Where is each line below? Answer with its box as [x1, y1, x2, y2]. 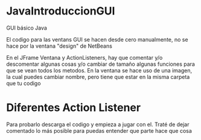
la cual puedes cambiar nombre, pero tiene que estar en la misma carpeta [6, 73, 190, 80]
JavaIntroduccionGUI [6, 4, 115, 18]
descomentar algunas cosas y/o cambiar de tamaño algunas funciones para [6, 60, 195, 68]
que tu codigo [6, 80, 41, 87]
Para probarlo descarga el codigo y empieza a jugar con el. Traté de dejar [6, 121, 190, 128]
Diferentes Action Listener [6, 101, 141, 115]
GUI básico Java [6, 24, 47, 31]
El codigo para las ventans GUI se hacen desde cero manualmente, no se [6, 36, 188, 43]
